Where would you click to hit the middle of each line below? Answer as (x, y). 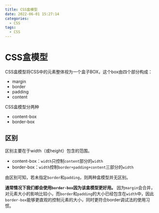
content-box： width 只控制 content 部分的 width (58, 161)
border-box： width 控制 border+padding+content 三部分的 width (73, 167)
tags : (10, 28)
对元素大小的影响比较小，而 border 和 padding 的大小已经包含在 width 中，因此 (79, 194)
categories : (17, 18)
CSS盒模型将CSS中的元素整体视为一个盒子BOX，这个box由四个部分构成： (79, 72)
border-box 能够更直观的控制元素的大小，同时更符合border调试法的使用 (75, 199)
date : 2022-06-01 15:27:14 (32, 14)
